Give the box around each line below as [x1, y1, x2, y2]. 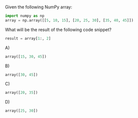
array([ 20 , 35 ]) [5, 90, 38, 95]
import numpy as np [5, 14, 45, 18]
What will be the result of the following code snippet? [5, 27, 112, 32]
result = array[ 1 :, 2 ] [5, 36, 51, 41]
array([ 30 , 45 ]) [5, 72, 38, 77]
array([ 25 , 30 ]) [5, 108, 38, 113]
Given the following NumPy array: [5, 4, 72, 10]
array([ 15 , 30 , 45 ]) [5, 54, 47, 59]
